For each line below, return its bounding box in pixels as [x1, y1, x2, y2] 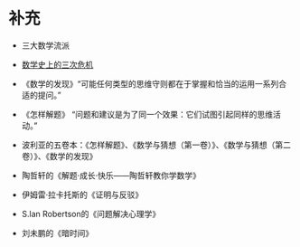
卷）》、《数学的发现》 [21, 150, 98, 161]
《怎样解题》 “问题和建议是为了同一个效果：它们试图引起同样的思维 [21, 109, 273, 119]
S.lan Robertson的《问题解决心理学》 [21, 208, 161, 219]
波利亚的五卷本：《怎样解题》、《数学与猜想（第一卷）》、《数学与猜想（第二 [21, 139, 291, 150]
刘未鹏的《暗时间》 [21, 227, 94, 238]
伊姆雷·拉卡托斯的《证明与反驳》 [21, 189, 144, 200]
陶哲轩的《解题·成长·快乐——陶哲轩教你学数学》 [21, 169, 201, 181]
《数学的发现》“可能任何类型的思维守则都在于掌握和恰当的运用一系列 [21, 78, 279, 89]
